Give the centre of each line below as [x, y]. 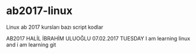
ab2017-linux [39, 11]
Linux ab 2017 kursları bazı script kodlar [55, 27]
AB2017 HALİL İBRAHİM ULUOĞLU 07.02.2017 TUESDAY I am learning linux [98, 38]
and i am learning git [31, 45]
